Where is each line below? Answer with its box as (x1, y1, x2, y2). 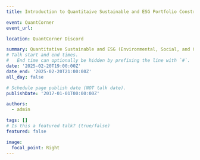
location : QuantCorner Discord (6, 36, 84, 42)
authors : (6, 101, 28, 107)
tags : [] (6, 117, 28, 124)
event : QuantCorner (6, 19, 55, 26)
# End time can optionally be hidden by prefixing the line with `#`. (6, 58, 190, 64)
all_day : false (6, 74, 44, 80)
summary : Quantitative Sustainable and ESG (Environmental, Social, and (6, 46, 190, 52)
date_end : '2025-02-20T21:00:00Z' (6, 68, 92, 74)
